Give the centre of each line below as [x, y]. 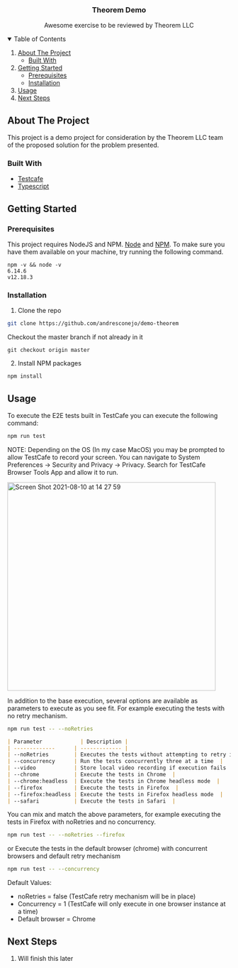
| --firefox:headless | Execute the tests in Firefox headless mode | [115, 794]
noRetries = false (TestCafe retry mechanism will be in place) [107, 896]
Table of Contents [40, 39]
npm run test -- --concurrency [53, 869]
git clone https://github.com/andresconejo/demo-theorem [93, 324]
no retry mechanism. [38, 715]
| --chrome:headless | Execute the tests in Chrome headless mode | [114, 781]
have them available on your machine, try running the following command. [115, 252]
